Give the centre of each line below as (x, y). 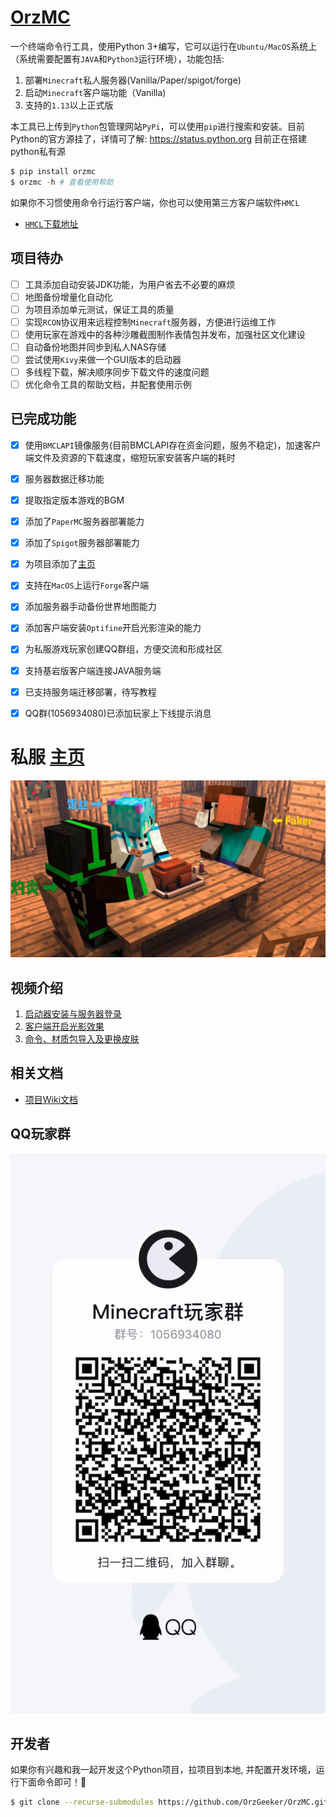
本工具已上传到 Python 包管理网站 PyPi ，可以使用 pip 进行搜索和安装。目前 (158, 126)
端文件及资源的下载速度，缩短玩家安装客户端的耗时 (130, 457)
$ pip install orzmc (53, 171)
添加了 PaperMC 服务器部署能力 (84, 522)
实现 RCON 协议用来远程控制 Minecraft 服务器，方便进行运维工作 (150, 322)
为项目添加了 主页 (60, 564)
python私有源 (38, 151)
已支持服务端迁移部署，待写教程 (90, 692)
